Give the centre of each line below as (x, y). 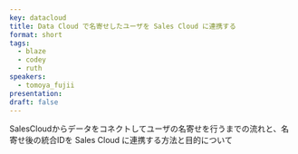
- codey (32, 60)
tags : (19, 43)
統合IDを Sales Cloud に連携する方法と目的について (136, 140)
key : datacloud (38, 18)
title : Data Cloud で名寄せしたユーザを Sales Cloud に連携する (123, 26)
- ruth (30, 69)
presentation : (36, 93)
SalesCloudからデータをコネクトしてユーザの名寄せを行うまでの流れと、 (145, 129)
